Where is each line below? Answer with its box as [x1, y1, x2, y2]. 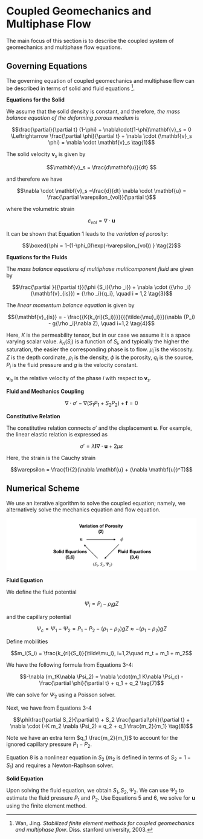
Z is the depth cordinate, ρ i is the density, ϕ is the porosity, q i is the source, [6, 354, 193, 362]
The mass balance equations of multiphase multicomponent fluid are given [6, 265, 194, 273]
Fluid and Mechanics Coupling [6, 387, 85, 395]
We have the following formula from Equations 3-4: [6, 661, 134, 669]
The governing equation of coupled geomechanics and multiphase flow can [6, 77, 195, 84]
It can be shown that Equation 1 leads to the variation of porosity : [6, 230, 169, 237]
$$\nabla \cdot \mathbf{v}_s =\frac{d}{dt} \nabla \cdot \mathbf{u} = [16, 187, 187, 195]
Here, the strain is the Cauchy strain [6, 454, 96, 461]
